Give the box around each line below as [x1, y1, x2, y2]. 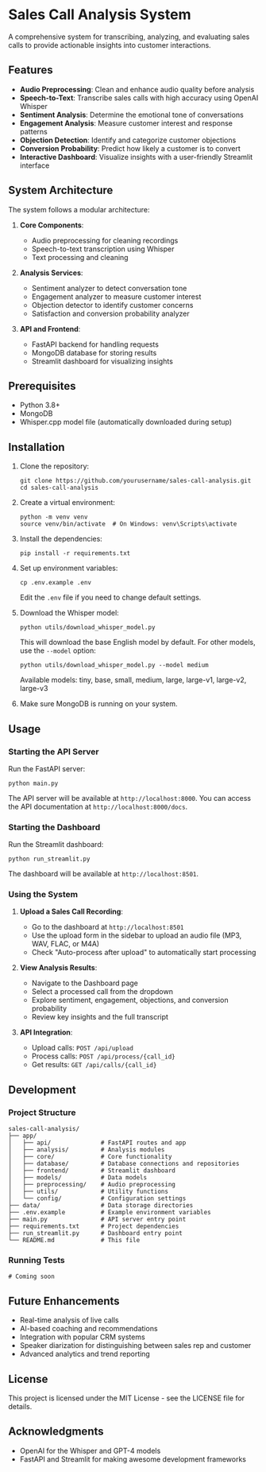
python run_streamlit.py [8, 855, 91, 864]
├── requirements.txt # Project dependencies [8, 1222, 179, 1230]
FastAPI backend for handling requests [31, 340, 159, 349]
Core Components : [19, 220, 84, 230]
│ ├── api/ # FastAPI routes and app [8, 1139, 187, 1147]
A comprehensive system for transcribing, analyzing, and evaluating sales [8, 32, 250, 41]
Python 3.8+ [19, 400, 61, 410]
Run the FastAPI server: [8, 763, 86, 773]
